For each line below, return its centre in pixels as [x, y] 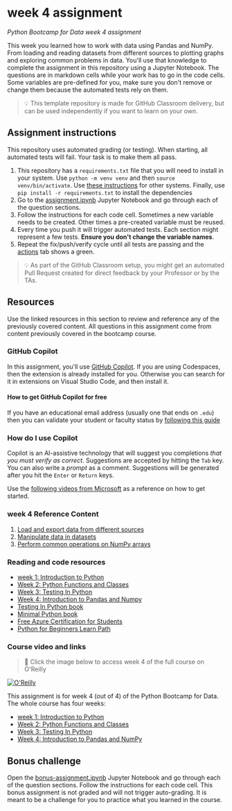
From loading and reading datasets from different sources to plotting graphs [116, 53]
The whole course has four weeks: [56, 703]
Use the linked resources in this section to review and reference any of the [113, 319]
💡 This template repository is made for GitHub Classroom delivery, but [124, 103]
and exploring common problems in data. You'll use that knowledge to [107, 60]
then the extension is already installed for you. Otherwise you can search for [116, 374]
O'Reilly [35, 669]
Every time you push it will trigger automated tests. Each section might [118, 229]
